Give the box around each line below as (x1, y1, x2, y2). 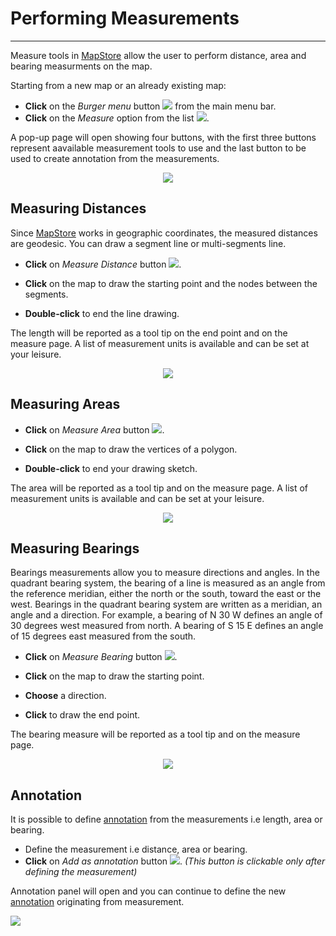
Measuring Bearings (10, 540, 140, 557)
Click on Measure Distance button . (24, 258, 182, 270)
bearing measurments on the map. (10, 60, 153, 72)
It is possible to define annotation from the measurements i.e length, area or (10, 813, 323, 826)
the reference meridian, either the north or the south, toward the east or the (10, 588, 322, 600)
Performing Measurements (10, 7, 240, 30)
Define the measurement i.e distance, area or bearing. (24, 843, 248, 856)
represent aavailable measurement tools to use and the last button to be (10, 142, 307, 154)
